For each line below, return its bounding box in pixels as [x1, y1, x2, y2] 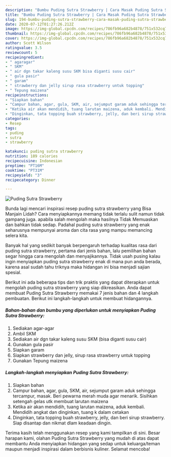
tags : [5, 126, 17, 131]
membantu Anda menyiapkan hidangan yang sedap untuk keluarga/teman [5, 441, 160, 447]
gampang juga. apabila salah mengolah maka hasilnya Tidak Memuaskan [5, 217, 159, 223]
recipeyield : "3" [5, 172, 42, 178]
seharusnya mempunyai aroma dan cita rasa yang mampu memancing [5, 227, 153, 233]
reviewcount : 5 [5, 50, 38, 55]
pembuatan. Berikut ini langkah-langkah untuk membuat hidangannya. [5, 295, 153, 301]
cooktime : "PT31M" [5, 168, 44, 173]
